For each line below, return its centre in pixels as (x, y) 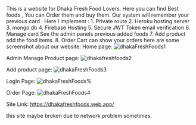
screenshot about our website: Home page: (59, 46)
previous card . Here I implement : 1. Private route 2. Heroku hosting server (98, 21)
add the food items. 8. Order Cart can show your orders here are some (93, 40)
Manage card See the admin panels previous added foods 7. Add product (96, 34)
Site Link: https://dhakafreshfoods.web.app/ (60, 104)
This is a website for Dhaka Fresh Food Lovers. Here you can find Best (92, 9)
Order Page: (21, 93)
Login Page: (21, 81)
